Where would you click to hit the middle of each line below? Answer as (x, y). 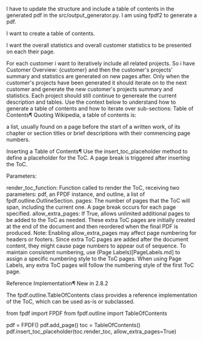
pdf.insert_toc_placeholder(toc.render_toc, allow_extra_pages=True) (92, 331)
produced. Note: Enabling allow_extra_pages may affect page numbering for (101, 233)
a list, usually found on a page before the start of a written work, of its (93, 127)
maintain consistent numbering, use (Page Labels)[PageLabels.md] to (93, 252)
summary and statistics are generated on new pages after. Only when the (98, 76)
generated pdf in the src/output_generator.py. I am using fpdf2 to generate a (101, 15)
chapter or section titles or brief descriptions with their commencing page (98, 133)
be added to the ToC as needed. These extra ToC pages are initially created (101, 220)
